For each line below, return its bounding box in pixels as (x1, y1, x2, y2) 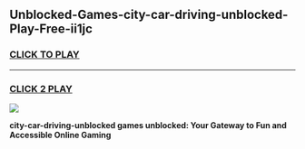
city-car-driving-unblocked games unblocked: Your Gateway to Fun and (9, 119, 288, 130)
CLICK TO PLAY (9, 49, 80, 61)
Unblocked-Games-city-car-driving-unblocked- (9, 7, 289, 23)
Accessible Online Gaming (9, 129, 112, 140)
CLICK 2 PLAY (9, 82, 73, 95)
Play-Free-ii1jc (9, 22, 93, 37)
